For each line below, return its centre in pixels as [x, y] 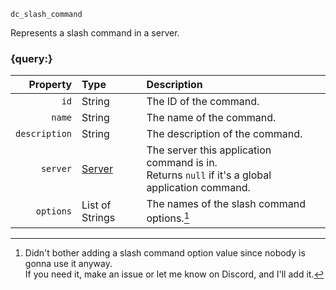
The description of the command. [224, 134]
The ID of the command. [203, 102]
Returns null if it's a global [209, 175]
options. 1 [168, 217]
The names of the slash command [226, 204]
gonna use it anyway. [68, 263]
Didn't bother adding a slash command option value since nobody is [165, 252]
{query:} [31, 58]
